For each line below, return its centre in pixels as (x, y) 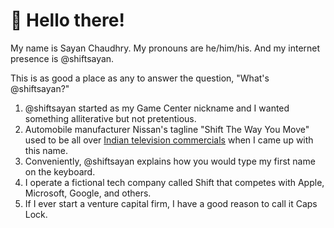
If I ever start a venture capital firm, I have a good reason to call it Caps (171, 203)
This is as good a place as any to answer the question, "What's (140, 78)
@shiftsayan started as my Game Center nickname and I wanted (157, 108)
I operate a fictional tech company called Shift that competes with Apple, (174, 182)
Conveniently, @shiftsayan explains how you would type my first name (170, 161)
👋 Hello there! (67, 20)
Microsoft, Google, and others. (88, 193)
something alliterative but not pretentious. (110, 118)
